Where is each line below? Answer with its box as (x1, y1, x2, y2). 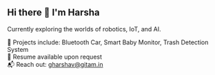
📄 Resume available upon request (7, 52, 102, 61)
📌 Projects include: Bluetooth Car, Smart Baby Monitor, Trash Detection (7, 38, 209, 46)
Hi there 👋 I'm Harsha (7, 7, 100, 18)
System (7, 45, 29, 53)
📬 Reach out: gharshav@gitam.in (7, 60, 103, 68)
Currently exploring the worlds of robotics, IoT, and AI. (7, 25, 162, 33)
